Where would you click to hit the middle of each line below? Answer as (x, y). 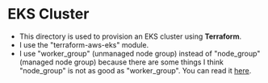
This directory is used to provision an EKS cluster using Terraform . (130, 36)
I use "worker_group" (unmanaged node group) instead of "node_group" (140, 53)
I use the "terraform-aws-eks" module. (84, 44)
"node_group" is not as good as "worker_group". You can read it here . (135, 70)
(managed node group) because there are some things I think (121, 62)
